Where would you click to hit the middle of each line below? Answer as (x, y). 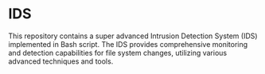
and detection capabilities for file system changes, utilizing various (118, 53)
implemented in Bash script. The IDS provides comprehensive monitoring (128, 44)
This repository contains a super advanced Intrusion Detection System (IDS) (133, 36)
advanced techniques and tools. (61, 61)
